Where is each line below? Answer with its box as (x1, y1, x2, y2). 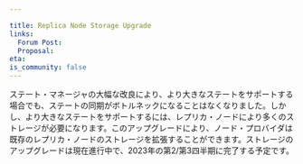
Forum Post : (17, 38, 63, 47)
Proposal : (17, 46, 54, 55)
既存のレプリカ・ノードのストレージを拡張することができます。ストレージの (9, 134, 294, 144)
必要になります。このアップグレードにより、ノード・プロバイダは (48, 123, 293, 133)
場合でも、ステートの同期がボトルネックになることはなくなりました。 (9, 100, 271, 111)
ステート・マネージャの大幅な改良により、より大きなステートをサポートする (9, 89, 294, 99)
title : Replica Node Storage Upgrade (9, 21, 152, 30)
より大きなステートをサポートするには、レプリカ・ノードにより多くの (24, 112, 287, 122)
